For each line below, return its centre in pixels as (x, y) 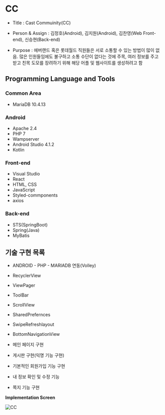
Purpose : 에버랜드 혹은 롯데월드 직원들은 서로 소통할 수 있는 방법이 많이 (84, 50)
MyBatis (21, 235)
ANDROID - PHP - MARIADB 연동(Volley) (54, 266)
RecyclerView (27, 276)
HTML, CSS (24, 185)
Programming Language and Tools (60, 79)
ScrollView (24, 305)
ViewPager (24, 285)
